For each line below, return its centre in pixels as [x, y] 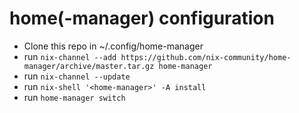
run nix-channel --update [77, 76]
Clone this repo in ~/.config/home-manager [113, 46]
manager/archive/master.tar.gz [89, 66]
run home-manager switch [74, 97]
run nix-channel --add [70, 56]
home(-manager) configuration [142, 18]
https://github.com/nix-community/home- [206, 57]
